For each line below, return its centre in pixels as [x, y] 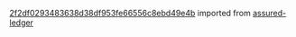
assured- [269, 13]
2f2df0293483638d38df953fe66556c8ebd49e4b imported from [130, 13]
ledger [22, 23]
